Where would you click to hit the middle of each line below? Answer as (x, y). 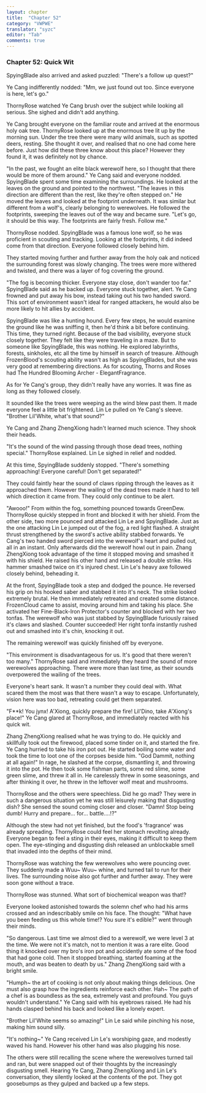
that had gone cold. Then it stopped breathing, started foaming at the (94, 958)
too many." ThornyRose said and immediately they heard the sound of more (102, 661)
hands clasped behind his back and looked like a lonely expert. (86, 1009)
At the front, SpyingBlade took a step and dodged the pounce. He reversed (101, 585)
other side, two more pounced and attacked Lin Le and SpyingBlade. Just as (103, 521)
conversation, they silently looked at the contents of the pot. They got (94, 1077)
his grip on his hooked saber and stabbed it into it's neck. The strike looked (101, 592)
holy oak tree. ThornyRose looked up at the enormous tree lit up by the (96, 131)
